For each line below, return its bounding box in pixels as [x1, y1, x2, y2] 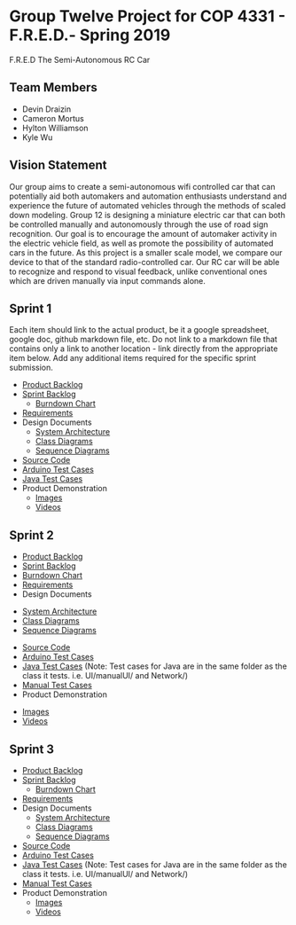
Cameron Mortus [21, 113, 84, 123]
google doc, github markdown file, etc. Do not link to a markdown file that [9, 334, 277, 345]
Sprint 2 [9, 528, 55, 543]
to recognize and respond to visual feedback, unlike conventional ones [9, 266, 268, 277]
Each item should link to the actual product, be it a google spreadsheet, [9, 325, 269, 335]
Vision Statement [9, 158, 107, 173]
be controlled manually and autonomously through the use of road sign [9, 219, 269, 230]
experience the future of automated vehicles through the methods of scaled [9, 200, 286, 210]
